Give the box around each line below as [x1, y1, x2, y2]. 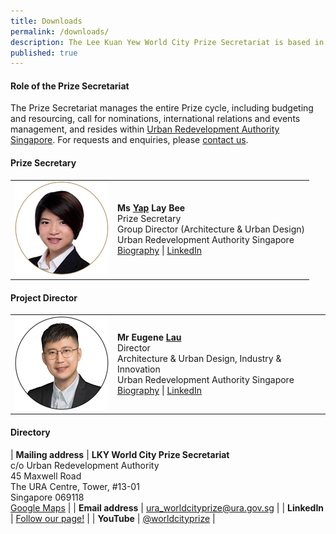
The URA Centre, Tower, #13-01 [10, 480, 140, 492]
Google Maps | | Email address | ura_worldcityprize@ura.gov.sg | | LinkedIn [10, 501, 325, 514]
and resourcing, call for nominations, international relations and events [10, 113, 301, 125]
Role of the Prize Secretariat [10, 80, 130, 92]
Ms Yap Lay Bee [117, 202, 186, 214]
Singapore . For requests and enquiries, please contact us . [10, 134, 249, 146]
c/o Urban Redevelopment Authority [10, 459, 160, 471]
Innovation [117, 363, 161, 375]
